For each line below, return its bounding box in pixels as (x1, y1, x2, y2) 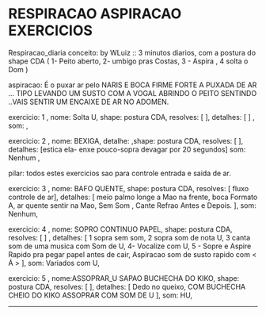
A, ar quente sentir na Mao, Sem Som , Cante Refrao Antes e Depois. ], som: (8, 200, 256, 210)
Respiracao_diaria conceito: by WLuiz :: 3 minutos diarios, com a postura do (8, 48, 256, 57)
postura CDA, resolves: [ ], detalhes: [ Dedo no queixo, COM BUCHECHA (8, 282, 246, 291)
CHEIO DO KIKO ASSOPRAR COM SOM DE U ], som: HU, (8, 290, 192, 300)
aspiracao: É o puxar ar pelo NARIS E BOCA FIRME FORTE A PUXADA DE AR (8, 80, 257, 90)
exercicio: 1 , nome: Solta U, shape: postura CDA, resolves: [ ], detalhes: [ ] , (8, 112, 255, 121)
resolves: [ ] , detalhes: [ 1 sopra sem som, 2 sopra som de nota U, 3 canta (8, 232, 251, 242)
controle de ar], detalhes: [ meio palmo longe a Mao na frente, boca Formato (8, 192, 258, 202)
